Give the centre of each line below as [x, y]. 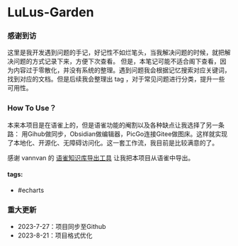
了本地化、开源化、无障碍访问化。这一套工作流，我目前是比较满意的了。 [113, 142]
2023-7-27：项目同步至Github [62, 227]
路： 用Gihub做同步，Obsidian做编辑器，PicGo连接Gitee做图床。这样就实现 [118, 134]
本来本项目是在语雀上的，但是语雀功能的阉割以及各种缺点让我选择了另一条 [116, 125]
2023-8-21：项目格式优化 [55, 235]
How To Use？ [32, 108]
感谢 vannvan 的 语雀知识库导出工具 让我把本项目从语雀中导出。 [101, 157]
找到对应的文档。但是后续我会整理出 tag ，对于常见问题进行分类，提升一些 [116, 79]
